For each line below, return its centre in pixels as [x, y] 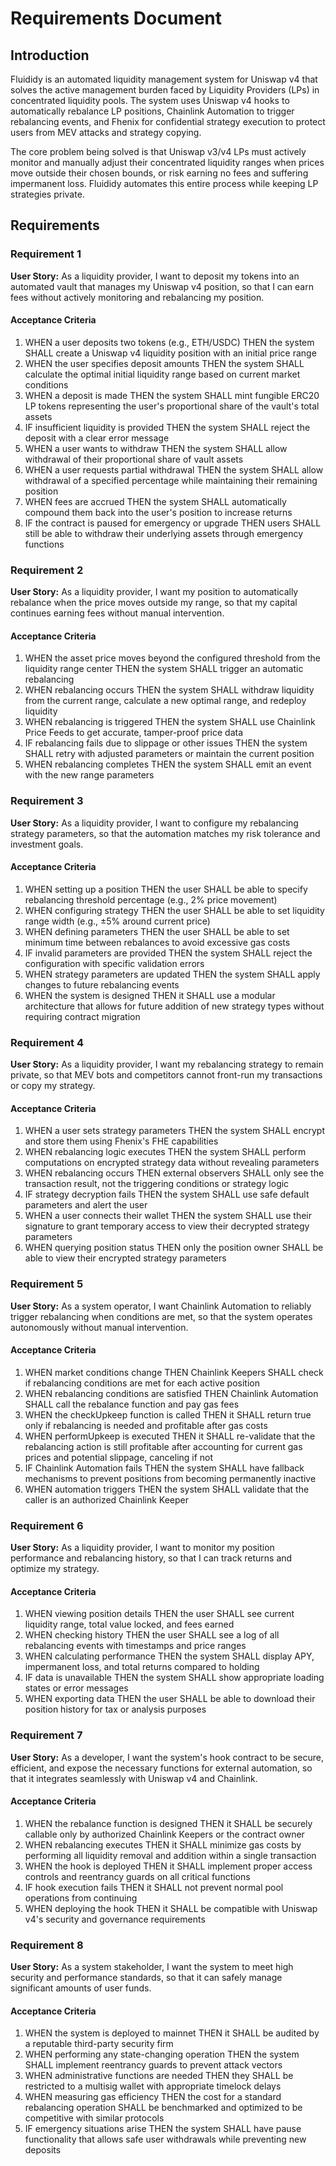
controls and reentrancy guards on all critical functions [137, 1876]
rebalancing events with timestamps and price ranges [135, 1646]
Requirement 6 [47, 1525]
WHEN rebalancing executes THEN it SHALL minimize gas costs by [163, 1844]
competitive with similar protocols [94, 2118]
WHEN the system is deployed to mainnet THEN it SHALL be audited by [172, 2033]
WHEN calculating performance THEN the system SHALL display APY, [169, 1656]
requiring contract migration [82, 1016]
